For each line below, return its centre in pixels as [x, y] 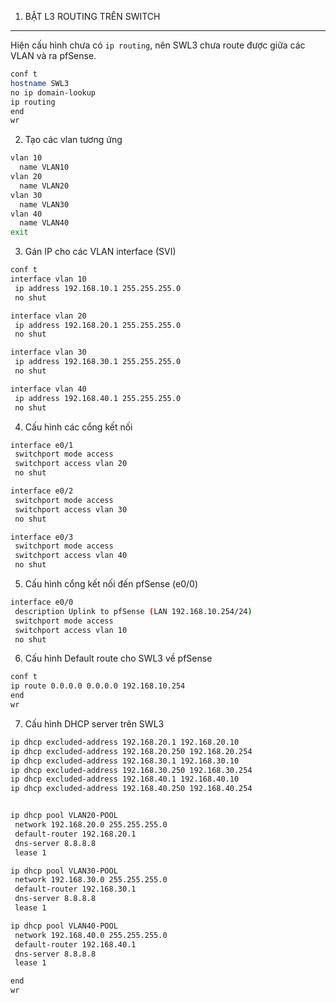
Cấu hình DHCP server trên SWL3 [94, 723]
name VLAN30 [44, 204]
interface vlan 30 [48, 352]
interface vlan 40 [48, 389]
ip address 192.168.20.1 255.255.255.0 [98, 325]
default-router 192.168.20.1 [75, 834]
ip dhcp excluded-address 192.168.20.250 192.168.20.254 [131, 751]
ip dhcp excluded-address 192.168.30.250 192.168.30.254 [131, 770]
